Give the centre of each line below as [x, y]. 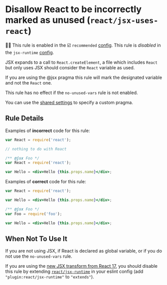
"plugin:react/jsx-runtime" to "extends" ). [50, 277]
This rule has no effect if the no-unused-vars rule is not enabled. [72, 93]
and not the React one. [29, 83]
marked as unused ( [48, 20]
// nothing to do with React [36, 149]
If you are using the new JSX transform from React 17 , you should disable [81, 266]
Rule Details [25, 118]
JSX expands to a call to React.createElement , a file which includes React [81, 62]
